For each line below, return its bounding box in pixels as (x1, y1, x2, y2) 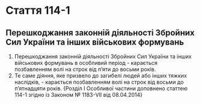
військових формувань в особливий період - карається (14, 60, 158, 66)
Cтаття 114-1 (5, 4, 70, 17)
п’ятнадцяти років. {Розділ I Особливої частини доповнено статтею (14, 85, 188, 92)
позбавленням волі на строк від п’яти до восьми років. (14, 66, 156, 73)
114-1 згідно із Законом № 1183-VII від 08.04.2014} (14, 91, 143, 98)
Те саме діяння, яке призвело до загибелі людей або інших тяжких (14, 72, 187, 79)
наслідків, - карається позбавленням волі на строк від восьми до (14, 79, 184, 85)
